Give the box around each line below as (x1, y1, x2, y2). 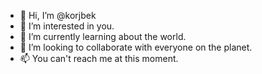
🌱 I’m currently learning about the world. (19, 31, 187, 42)
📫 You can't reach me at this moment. (19, 53, 179, 64)
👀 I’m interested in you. (19, 20, 115, 32)
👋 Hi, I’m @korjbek (19, 10, 97, 21)
